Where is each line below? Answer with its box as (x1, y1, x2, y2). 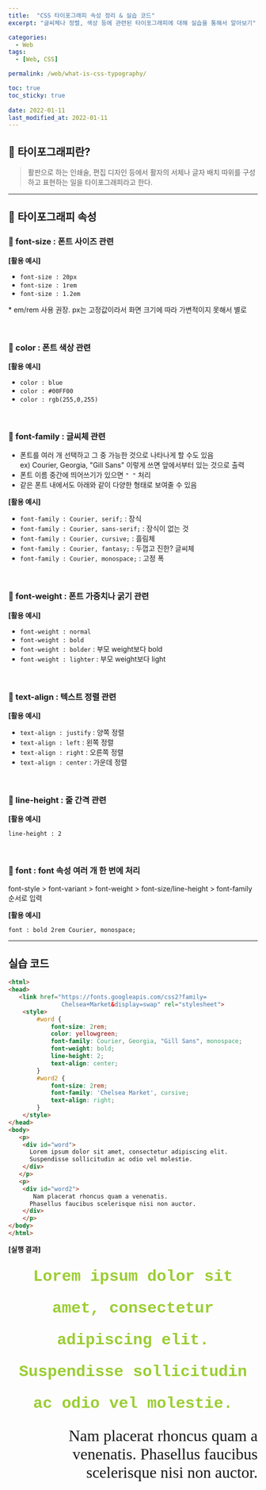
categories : (8, 33, 47, 41)
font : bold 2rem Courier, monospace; (8, 926, 136, 934)
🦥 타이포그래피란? (8, 144, 91, 159)
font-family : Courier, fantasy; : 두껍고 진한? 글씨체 (19, 544, 195, 553)
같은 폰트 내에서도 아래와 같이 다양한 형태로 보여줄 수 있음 (19, 480, 198, 490)
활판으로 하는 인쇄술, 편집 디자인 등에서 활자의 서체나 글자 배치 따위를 (27, 167, 241, 177)
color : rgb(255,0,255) (19, 396, 99, 404)
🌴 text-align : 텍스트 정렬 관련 (8, 691, 117, 703)
